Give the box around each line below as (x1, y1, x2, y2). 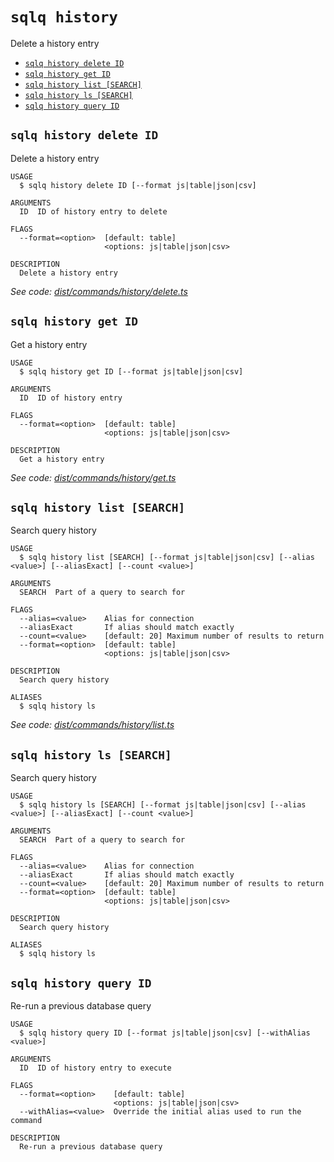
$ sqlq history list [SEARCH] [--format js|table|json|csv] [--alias (19, 553, 315, 563)
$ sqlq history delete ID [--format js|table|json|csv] (19, 180, 257, 190)
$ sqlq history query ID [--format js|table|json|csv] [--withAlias (19, 1028, 311, 1038)
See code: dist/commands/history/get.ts (10, 471, 177, 483)
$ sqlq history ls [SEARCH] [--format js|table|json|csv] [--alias (19, 800, 307, 810)
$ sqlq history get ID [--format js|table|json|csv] (19, 366, 244, 377)
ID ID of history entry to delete (19, 206, 168, 217)
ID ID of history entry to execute (19, 1063, 172, 1073)
